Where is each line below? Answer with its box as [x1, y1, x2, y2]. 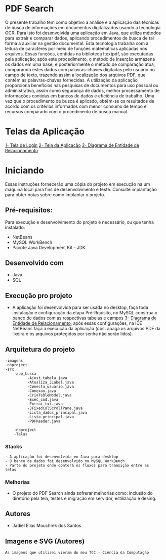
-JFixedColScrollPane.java [27, 406, 83, 411]
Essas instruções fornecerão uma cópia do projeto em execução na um [5, 181, 150, 187]
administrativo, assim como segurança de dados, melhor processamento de [5, 87, 160, 93]
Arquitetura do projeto [5, 345, 75, 353]
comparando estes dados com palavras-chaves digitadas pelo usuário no [5, 66, 155, 72]
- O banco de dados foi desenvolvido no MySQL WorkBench [5, 459, 125, 464]
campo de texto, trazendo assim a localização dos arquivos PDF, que [5, 72, 146, 78]
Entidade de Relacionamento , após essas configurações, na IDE [12, 320, 142, 326]
